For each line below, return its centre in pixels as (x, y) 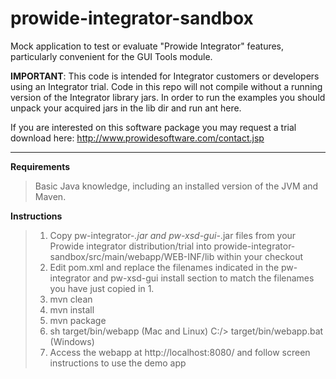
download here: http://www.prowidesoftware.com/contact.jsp (137, 138)
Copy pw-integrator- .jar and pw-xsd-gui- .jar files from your (173, 235)
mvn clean (71, 299)
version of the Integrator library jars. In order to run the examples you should (168, 97)
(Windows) (72, 341)
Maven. (50, 196)
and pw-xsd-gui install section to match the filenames (203, 278)
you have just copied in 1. (102, 288)
